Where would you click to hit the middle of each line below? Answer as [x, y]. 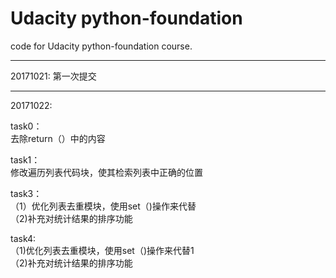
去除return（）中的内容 [58, 138]
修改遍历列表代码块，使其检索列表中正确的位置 [106, 172]
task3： [26, 193]
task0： [26, 126]
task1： [25, 159]
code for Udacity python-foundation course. [101, 46]
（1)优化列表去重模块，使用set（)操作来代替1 [102, 250]
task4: [23, 238]
